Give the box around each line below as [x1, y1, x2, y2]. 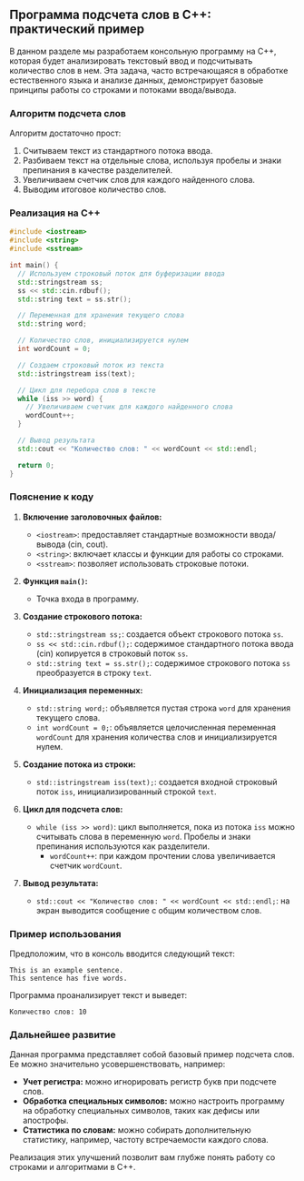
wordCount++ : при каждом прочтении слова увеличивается [49, 850, 276, 861]
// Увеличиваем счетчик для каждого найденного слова [25, 402, 233, 412]
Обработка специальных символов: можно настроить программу [22, 1095, 285, 1106]
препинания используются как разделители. [35, 841, 211, 852]
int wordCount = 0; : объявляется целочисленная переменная [35, 722, 277, 732]
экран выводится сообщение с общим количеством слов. [35, 904, 262, 915]
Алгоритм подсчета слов [9, 106, 127, 119]
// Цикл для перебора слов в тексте [17, 386, 156, 395]
